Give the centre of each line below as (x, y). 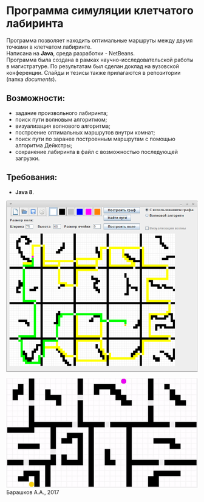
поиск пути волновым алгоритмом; (61, 119)
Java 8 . (25, 192)
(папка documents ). (31, 79)
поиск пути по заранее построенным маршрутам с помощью (95, 139)
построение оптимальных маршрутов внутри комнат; (85, 132)
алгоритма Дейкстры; (44, 145)
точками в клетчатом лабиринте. (49, 47)
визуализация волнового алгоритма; (63, 126)
